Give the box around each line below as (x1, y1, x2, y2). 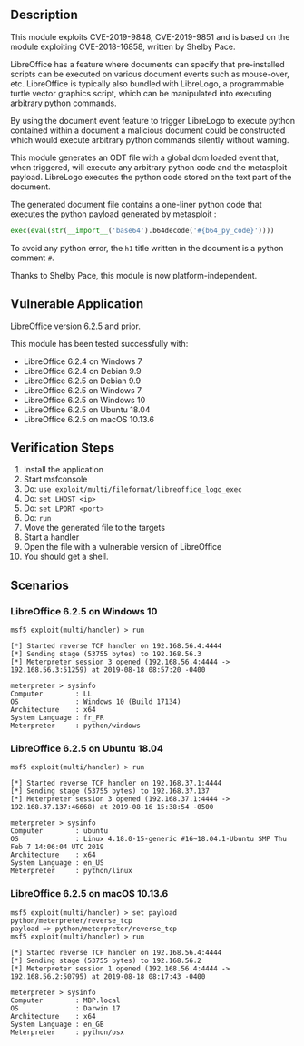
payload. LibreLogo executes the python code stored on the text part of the (10, 171, 292, 182)
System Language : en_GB (10, 1020, 104, 1029)
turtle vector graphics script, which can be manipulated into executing (10, 87, 272, 98)
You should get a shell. (23, 551, 109, 563)
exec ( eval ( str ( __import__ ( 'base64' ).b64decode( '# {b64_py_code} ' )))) (10, 226, 275, 235)
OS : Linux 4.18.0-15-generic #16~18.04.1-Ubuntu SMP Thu (10, 835, 287, 844)
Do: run (23, 513, 52, 523)
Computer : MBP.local (10, 996, 121, 1005)
